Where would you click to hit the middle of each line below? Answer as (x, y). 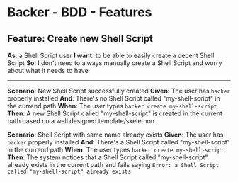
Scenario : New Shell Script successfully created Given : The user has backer (119, 91)
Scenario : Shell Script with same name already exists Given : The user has (115, 135)
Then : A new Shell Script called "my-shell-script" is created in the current (115, 113)
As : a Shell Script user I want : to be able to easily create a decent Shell (111, 55)
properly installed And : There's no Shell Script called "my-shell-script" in (114, 98)
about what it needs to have (48, 70)
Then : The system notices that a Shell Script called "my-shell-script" (108, 157)
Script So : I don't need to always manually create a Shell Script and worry (115, 63)
